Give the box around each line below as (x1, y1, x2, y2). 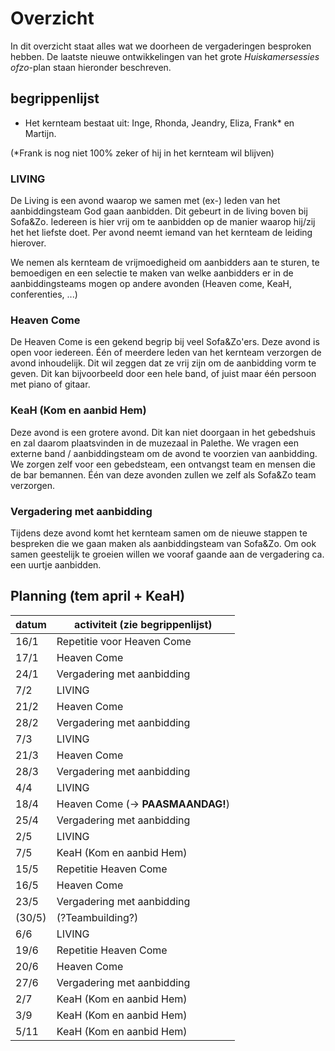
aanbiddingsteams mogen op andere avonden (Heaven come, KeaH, (10, 278, 292, 290)
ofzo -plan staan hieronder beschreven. (10, 61, 172, 73)
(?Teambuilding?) (56, 910, 139, 924)
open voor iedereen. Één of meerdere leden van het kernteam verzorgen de (10, 347, 322, 359)
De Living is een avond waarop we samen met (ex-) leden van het (10, 195, 281, 207)
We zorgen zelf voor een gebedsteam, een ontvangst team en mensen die (10, 458, 316, 470)
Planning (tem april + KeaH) (10, 588, 186, 605)
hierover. (10, 237, 47, 249)
